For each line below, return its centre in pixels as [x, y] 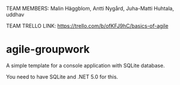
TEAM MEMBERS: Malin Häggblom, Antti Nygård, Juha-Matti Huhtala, [90, 8]
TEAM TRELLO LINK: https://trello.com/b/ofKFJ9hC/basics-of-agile [87, 26]
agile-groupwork [48, 49]
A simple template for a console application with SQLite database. [86, 65]
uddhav [15, 15]
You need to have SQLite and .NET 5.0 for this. [62, 77]
